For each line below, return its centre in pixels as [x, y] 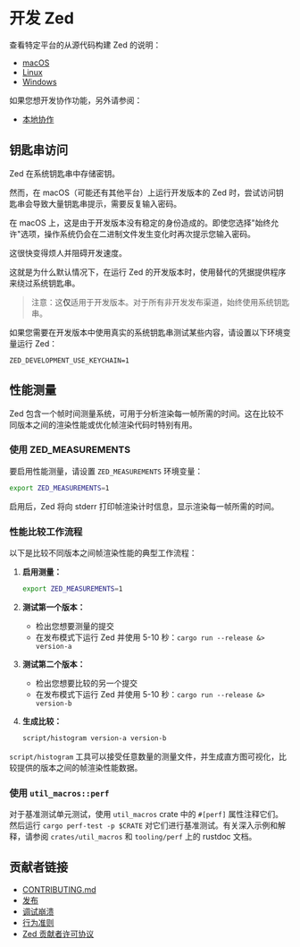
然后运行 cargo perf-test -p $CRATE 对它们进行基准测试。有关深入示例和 [144, 825]
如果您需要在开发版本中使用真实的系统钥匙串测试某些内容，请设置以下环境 [146, 332]
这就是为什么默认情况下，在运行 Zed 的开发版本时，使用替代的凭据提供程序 [148, 272]
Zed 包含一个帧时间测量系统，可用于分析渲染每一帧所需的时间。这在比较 [143, 414]
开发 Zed [42, 18]
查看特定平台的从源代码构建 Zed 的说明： [85, 45]
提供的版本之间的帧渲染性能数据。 [79, 767]
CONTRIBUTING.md [59, 889]
